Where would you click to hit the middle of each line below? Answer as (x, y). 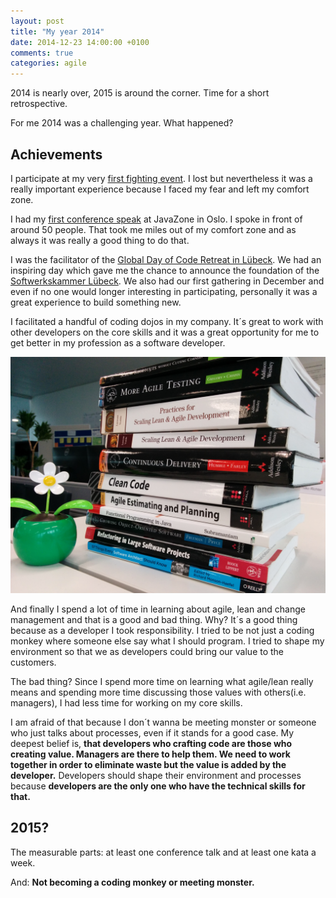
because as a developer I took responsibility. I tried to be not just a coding (162, 630)
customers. (33, 662)
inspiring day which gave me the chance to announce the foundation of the (165, 270)
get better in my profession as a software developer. (118, 342)
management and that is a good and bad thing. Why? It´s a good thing (154, 619)
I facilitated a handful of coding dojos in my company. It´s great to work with (167, 321)
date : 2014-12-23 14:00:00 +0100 (80, 42)
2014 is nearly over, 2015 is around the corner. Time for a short (140, 93)
